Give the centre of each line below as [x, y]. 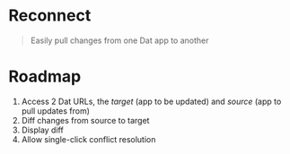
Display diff [42, 130]
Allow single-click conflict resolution [88, 139]
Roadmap [45, 77]
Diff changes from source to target [85, 120]
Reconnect [50, 16]
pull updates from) [56, 111]
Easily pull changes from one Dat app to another [119, 40]
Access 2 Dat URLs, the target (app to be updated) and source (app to [151, 101]
